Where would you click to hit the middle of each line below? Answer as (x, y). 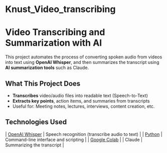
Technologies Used (36, 122)
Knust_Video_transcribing (60, 9)
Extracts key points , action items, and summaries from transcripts (81, 101)
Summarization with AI (54, 43)
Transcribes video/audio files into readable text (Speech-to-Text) (80, 95)
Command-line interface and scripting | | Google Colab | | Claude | (74, 139)
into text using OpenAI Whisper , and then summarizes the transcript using (82, 62)
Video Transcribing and (55, 32)
